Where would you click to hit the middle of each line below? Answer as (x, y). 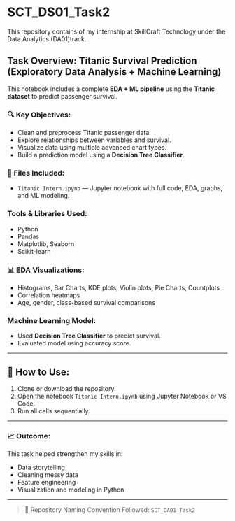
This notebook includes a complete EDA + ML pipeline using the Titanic (111, 89)
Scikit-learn (34, 251)
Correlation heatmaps (49, 295)
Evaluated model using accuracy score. (74, 343)
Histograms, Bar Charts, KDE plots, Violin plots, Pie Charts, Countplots (119, 287)
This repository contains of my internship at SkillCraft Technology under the (116, 31)
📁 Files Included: (36, 173)
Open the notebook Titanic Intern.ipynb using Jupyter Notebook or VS (122, 397)
